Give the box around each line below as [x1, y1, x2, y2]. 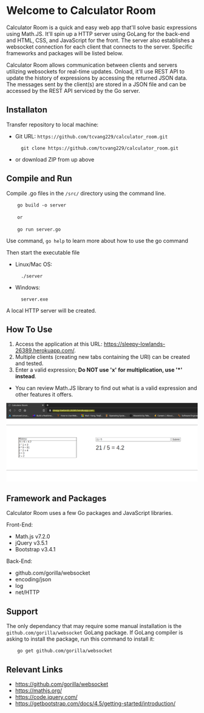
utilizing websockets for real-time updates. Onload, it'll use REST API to [6, 67, 185, 75]
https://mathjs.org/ [15, 687, 63, 694]
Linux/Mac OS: [15, 261, 53, 268]
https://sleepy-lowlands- [103, 341, 166, 348]
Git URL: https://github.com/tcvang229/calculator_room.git [15, 132, 168, 140]
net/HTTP [15, 588, 40, 596]
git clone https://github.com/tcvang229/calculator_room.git [21, 145, 179, 151]
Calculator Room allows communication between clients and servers [6, 61, 178, 69]
